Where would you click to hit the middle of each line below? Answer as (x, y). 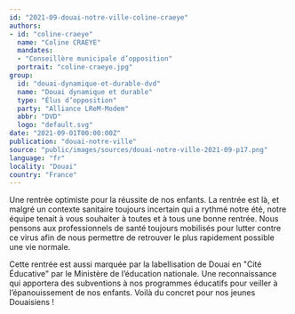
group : (21, 76)
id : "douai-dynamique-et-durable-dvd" (89, 84)
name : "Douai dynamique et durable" (85, 92)
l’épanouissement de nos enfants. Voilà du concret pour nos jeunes (132, 293)
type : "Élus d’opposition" (67, 100)
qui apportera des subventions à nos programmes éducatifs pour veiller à (144, 283)
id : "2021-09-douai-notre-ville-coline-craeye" (99, 17)
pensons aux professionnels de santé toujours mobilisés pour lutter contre (145, 229)
